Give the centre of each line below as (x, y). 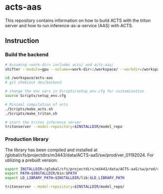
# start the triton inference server (43, 122)
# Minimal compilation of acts (37, 104)
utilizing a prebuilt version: (32, 160)
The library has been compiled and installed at (51, 150)
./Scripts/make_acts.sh (29, 109)
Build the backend (27, 55)
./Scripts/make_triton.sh (31, 113)
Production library (27, 139)
